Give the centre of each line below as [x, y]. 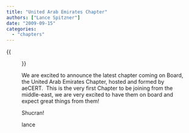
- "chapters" [28, 35]
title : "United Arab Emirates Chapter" [57, 12]
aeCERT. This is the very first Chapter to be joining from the [97, 88]
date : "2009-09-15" [31, 23]
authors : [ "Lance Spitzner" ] [43, 18]
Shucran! [33, 113]
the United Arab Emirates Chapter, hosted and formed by [93, 82]
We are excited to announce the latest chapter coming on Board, [102, 75]
